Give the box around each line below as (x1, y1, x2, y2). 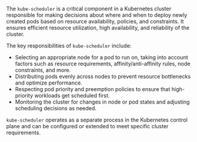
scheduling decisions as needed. (14, 105, 97, 111)
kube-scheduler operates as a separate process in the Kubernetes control (6, 116, 188, 123)
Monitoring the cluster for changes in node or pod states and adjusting (14, 98, 190, 105)
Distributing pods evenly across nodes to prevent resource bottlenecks (14, 73, 191, 80)
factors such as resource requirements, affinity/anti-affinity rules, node (14, 60, 191, 67)
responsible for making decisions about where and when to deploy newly (6, 11, 187, 19)
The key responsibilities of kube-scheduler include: (6, 42, 132, 49)
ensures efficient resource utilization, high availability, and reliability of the (6, 24, 190, 31)
